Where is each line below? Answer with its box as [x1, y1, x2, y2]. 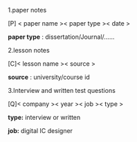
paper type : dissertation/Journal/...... [8, 33, 115, 41]
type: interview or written [8, 114, 81, 121]
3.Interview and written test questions [8, 87, 116, 94]
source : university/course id [8, 73, 91, 81]
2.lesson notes [8, 46, 51, 54]
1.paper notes [8, 6, 47, 14]
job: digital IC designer [8, 127, 73, 134]
